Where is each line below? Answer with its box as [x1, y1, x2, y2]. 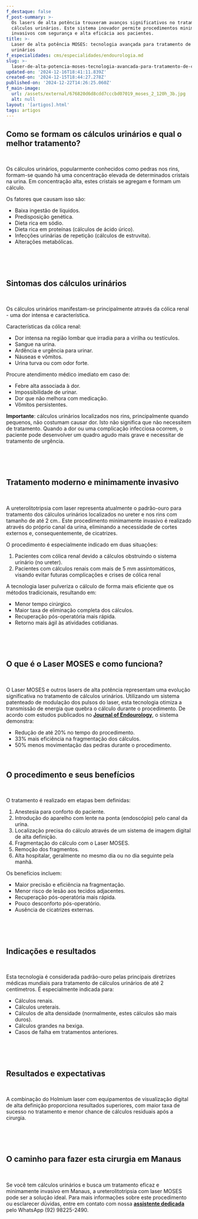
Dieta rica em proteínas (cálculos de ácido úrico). [14, 226, 134, 233]
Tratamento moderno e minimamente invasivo [6, 477, 179, 487]
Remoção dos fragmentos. [14, 846, 80, 853]
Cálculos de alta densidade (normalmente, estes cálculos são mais [14, 1010, 177, 1017]
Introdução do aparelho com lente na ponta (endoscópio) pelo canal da [14, 815, 187, 822]
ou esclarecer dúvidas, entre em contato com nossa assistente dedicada [6, 1200, 184, 1207]
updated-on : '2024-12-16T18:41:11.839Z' [6, 69, 107, 75]
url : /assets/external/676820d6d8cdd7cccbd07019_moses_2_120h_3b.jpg [11, 91, 186, 97]
